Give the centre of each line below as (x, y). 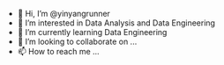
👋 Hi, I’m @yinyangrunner (63, 14)
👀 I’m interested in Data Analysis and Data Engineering (116, 23)
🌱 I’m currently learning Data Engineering (92, 32)
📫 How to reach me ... (58, 51)
